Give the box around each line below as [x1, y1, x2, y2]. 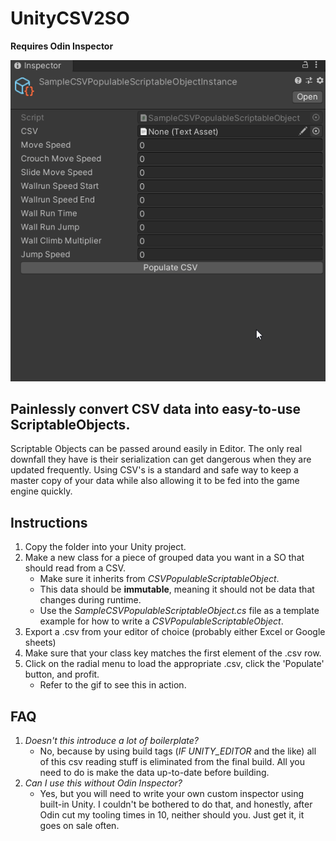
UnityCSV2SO [10, 7, 130, 30]
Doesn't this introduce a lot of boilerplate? [24, 735, 199, 746]
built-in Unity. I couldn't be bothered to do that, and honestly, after [39, 798, 313, 810]
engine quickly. [10, 485, 73, 497]
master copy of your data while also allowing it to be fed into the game [10, 475, 300, 487]
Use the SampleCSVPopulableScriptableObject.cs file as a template [39, 605, 320, 617]
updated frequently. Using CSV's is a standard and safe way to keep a [10, 464, 299, 476]
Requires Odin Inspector [10, 40, 114, 52]
